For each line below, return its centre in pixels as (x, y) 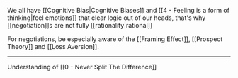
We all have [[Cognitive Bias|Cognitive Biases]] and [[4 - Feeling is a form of (119, 10)
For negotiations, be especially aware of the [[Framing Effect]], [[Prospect (115, 39)
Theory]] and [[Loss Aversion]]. (53, 46)
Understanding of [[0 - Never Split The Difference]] (82, 67)
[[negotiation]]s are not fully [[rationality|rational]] (80, 25)
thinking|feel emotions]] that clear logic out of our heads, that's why (107, 18)
